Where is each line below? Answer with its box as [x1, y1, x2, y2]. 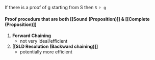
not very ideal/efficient [19, 38, 68, 44]
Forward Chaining [12, 33, 51, 39]
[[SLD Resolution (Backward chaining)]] [12, 43, 98, 50]
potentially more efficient [19, 49, 72, 55]
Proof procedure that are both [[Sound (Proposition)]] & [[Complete [5, 16, 150, 22]
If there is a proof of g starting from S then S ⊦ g [5, 5, 107, 10]
